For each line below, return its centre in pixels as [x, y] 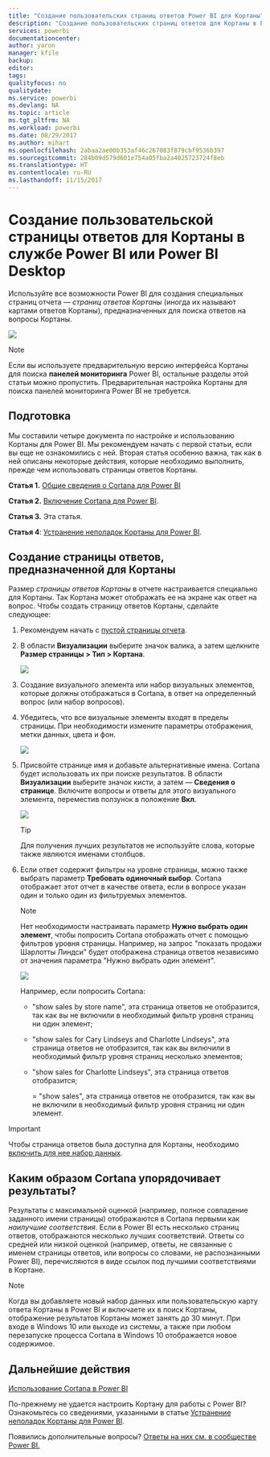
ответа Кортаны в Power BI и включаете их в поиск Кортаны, [113, 1310]
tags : [17, 76]
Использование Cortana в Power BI [68, 1389]
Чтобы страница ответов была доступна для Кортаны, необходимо [124, 1144]
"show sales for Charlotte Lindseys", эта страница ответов [130, 1072]
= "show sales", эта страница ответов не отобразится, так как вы [143, 1096]
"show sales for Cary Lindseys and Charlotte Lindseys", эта [131, 1040]
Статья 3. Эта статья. [45, 516]
